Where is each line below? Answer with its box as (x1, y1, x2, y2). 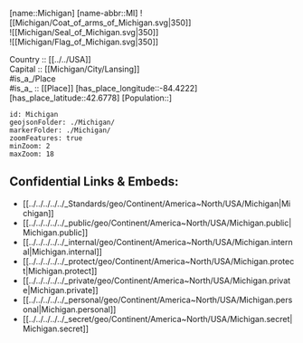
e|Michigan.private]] (22, 284, 99, 295)
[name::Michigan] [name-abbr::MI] (9, 8, 138, 18)
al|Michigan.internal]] (22, 246, 102, 257)
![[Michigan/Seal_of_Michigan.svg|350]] (9, 27, 159, 37)
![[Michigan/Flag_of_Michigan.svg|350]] (9, 36, 159, 47)
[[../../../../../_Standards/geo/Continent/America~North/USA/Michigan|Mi (22, 198, 291, 209)
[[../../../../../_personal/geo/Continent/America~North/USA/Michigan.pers (22, 294, 293, 305)
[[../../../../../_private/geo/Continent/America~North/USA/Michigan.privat (22, 275, 291, 286)
